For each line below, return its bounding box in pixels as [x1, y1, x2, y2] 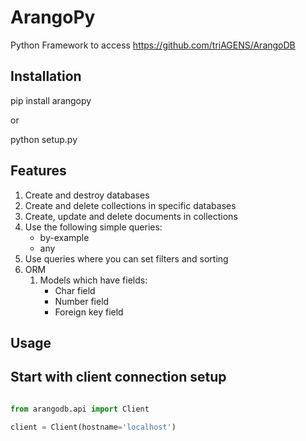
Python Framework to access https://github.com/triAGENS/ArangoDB [10, 39, 296, 51]
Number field [54, 295, 110, 307]
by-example [39, 231, 90, 243]
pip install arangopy [10, 94, 92, 106]
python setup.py [10, 133, 78, 145]
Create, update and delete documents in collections [24, 210, 238, 222]
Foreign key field [54, 306, 124, 318]
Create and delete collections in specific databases [24, 199, 237, 211]
